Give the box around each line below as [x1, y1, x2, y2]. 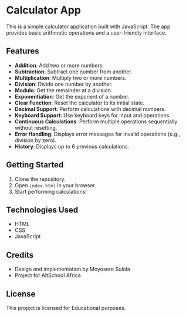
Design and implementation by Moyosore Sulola [14, 265, 130, 273]
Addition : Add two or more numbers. [14, 62, 104, 69]
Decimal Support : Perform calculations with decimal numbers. [14, 105, 166, 112]
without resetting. [14, 124, 58, 131]
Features [6, 46, 39, 56]
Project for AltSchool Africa [14, 272, 81, 279]
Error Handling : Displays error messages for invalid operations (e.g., [14, 130, 181, 137]
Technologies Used [6, 205, 78, 215]
